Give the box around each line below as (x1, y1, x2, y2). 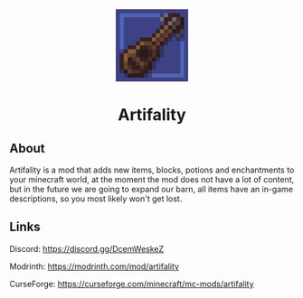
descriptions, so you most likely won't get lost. (9, 193, 183, 204)
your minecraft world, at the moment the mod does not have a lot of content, (9, 174, 295, 184)
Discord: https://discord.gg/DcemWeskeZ (9, 243, 165, 254)
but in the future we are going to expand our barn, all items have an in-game (9, 184, 294, 194)
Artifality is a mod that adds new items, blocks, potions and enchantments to (9, 164, 295, 175)
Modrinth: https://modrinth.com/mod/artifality (9, 261, 179, 272)
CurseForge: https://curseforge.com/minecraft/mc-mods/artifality (9, 278, 255, 289)
